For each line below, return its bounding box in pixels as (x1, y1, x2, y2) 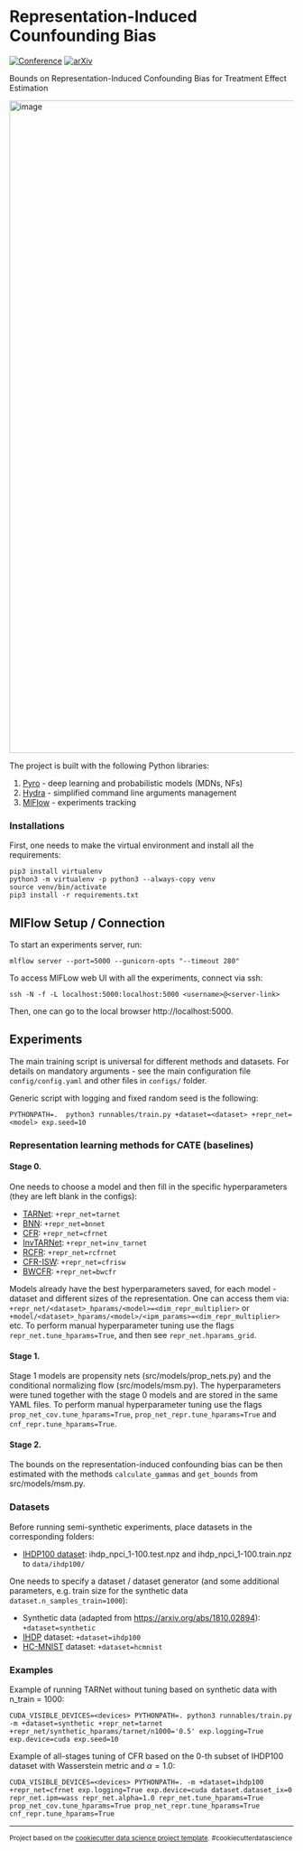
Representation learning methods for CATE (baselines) (9, 1139, 254, 1151)
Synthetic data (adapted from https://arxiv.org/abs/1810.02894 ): (22, 1612, 261, 1623)
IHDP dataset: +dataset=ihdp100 (22, 1632, 142, 1642)
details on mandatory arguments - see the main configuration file (9, 1065, 251, 1076)
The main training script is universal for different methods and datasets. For (9, 1056, 290, 1066)
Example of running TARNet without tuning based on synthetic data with (9, 1684, 278, 1695)
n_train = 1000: (9, 1693, 65, 1704)
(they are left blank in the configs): (9, 1190, 138, 1202)
